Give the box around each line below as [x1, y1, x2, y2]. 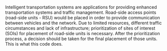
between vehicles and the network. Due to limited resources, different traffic [5, 20, 162, 26]
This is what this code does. [5, 41, 63, 47]
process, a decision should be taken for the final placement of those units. [5, 36, 158, 42]
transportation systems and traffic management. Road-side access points [5, 9, 157, 15]
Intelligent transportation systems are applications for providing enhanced [5, 4, 157, 10]
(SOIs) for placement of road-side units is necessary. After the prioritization [5, 31, 161, 36]
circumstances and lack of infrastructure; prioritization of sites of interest [5, 25, 156, 31]
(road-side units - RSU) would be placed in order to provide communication [5, 15, 161, 20]
